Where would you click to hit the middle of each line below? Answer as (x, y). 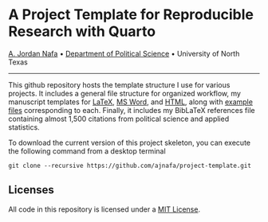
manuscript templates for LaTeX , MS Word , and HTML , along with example (131, 102)
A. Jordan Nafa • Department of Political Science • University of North (124, 53)
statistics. (24, 127)
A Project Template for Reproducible (131, 15)
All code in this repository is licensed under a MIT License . (104, 209)
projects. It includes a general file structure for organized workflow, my (125, 93)
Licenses (31, 190)
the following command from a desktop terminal (87, 151)
